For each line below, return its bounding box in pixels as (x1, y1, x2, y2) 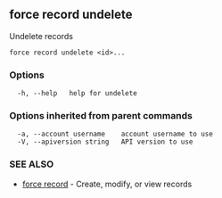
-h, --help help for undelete (17, 89, 138, 98)
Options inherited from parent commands (9, 110, 193, 122)
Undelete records (9, 30, 74, 41)
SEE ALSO (9, 158, 54, 170)
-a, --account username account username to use (17, 129, 214, 139)
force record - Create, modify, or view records (21, 178, 193, 189)
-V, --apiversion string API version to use (17, 137, 193, 146)
